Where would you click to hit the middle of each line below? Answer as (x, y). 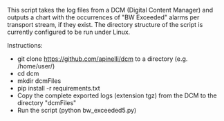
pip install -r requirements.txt (58, 88)
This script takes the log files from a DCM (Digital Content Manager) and (110, 10)
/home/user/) (36, 66)
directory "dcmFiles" (47, 103)
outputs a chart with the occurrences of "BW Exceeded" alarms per (103, 17)
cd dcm (28, 73)
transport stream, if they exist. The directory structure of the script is (105, 25)
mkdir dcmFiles (39, 81)
